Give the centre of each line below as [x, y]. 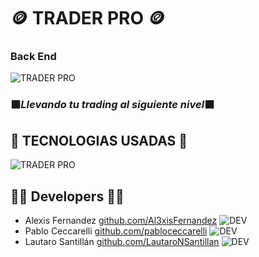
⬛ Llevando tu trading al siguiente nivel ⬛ [112, 105]
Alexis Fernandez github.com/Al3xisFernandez [121, 221]
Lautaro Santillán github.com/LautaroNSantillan [122, 242]
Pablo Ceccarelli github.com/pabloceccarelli [116, 231]
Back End [33, 57]
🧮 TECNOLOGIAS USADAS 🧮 [99, 140]
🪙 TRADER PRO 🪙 [88, 18]
